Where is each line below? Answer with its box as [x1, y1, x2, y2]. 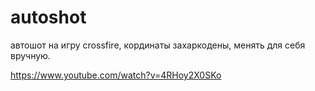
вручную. [10, 49, 51, 61]
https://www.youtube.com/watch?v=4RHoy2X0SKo [10, 69, 222, 81]
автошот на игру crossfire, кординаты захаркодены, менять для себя [10, 39, 306, 51]
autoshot [10, 6, 87, 29]
